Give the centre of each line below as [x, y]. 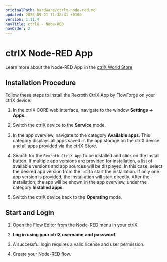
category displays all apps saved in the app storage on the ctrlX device [86, 140]
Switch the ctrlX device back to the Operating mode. [67, 197]
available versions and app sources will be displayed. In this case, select [88, 166]
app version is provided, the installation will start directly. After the [81, 177]
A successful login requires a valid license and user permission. [78, 244]
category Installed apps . [38, 187]
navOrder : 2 [18, 29]
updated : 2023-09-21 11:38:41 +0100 [44, 15]
